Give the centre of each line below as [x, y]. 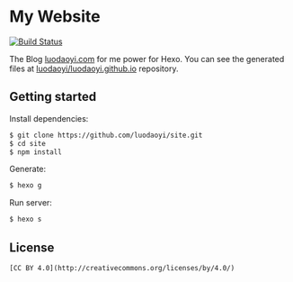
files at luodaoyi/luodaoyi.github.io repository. [94, 68]
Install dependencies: [49, 118]
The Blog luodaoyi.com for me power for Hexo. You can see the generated [147, 59]
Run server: [31, 203]
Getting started [53, 97]
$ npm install [36, 152]
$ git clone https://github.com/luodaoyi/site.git [106, 135]
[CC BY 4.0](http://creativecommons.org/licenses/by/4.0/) [122, 268]
